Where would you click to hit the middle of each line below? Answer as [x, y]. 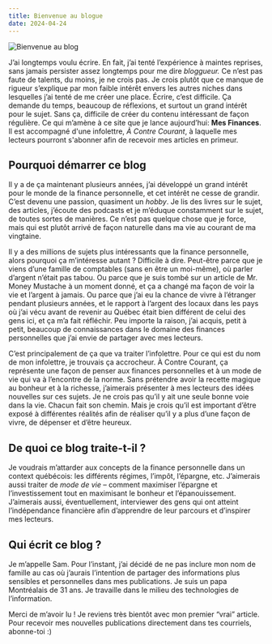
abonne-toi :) [30, 631]
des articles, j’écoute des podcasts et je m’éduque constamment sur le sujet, [136, 211]
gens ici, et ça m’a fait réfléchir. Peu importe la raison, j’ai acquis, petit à [127, 321]
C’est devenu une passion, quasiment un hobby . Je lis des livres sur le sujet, [136, 202]
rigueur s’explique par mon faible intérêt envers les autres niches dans [125, 88]
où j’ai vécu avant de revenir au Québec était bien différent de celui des [127, 312]
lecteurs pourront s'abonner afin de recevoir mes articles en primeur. [123, 139]
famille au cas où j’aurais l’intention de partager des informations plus [124, 573]
